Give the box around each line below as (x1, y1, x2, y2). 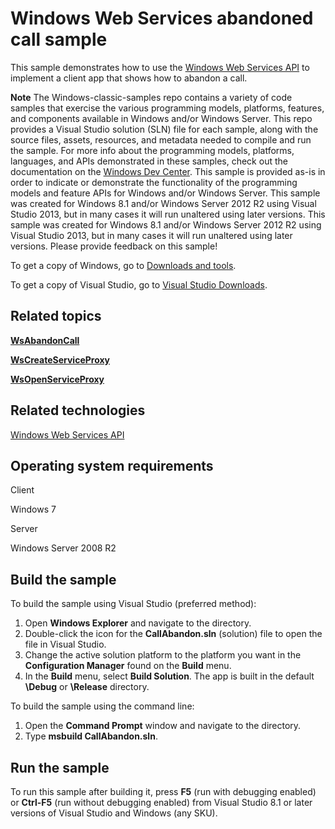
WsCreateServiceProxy (10, 353, 111, 366)
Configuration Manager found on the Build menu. (24, 660, 232, 672)
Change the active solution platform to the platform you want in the (24, 649, 302, 661)
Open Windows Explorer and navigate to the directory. (24, 617, 252, 629)
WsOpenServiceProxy (10, 373, 105, 385)
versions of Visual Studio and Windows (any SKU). (10, 807, 218, 819)
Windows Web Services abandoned (10, 7, 314, 30)
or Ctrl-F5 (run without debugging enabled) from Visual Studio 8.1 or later (10, 797, 313, 808)
